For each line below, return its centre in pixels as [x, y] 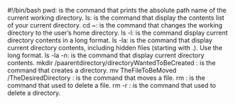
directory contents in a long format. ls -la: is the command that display [110, 40]
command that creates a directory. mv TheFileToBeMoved [92, 70]
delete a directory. [34, 93]
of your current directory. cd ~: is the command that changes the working [115, 25]
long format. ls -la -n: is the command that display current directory [106, 55]
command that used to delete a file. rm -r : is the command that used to [112, 85]
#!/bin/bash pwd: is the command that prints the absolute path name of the [117, 10]
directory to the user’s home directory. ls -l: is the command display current [118, 33]
